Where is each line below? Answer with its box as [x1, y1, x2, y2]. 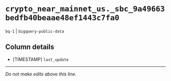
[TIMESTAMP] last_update [12, 56, 69, 62]
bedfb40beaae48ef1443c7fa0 [5, 13, 120, 23]
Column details [5, 43, 54, 51]
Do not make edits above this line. [5, 71, 77, 77]
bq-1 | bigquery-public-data [5, 28, 65, 34]
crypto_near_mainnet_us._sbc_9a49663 [5, 4, 165, 14]
